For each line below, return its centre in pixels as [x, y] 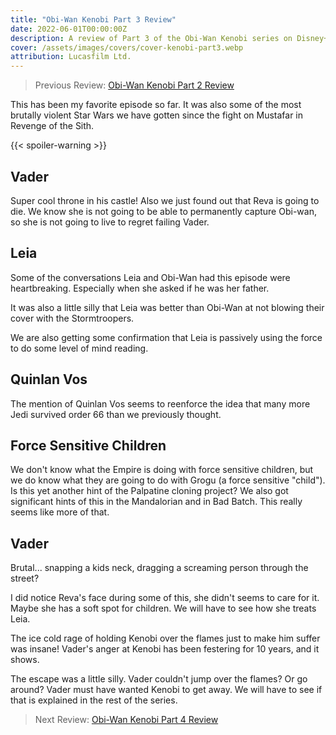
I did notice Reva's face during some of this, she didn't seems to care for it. [165, 598]
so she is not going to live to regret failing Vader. [110, 222]
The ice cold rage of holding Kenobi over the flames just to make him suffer [165, 638]
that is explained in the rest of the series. [94, 700]
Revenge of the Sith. [52, 126]
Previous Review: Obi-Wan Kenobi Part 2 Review [134, 85]
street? [25, 578]
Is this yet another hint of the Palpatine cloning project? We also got [149, 491]
